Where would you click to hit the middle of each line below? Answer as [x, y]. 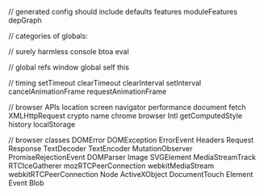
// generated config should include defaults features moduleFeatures [123, 12]
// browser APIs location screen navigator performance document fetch [127, 107]
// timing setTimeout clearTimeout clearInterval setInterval [105, 83]
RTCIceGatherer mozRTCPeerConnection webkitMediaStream [111, 166]
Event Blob [26, 183]
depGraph [25, 20]
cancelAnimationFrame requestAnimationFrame [88, 91]
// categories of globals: [48, 36]
